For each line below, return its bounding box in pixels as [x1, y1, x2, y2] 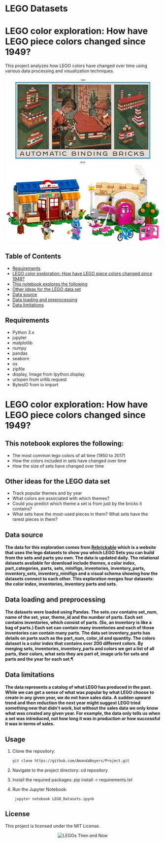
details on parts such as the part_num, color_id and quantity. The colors [5, 635, 156, 641]
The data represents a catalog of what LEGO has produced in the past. [5, 684, 152, 690]
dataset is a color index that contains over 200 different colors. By [5, 641, 144, 646]
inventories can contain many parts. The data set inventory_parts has [5, 630, 151, 636]
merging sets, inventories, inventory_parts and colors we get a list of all [5, 646, 155, 652]
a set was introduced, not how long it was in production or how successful [5, 715, 160, 722]
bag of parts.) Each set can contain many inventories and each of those [5, 625, 154, 631]
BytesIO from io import [12, 381, 59, 387]
